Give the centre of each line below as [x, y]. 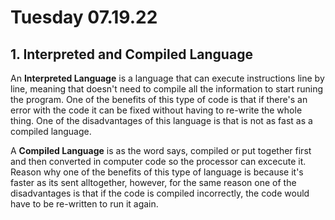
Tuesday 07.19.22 [84, 17]
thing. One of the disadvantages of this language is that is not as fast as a [161, 120]
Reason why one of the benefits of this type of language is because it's [157, 172]
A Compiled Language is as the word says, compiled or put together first [161, 150]
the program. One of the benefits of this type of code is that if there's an [159, 99]
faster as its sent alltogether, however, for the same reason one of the [153, 182]
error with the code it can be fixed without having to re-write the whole [156, 110]
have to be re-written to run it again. [84, 204]
